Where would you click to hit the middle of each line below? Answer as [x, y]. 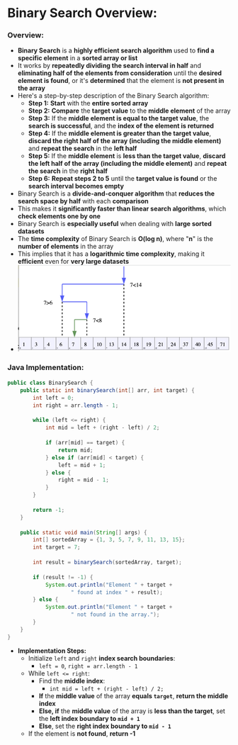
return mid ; [75, 450]
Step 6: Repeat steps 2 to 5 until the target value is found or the [123, 179]
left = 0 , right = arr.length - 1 [88, 666]
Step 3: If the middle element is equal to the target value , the [119, 118]
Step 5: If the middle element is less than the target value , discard [127, 156]
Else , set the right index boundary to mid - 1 [105, 726]
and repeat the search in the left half [83, 149]
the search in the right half [68, 171]
